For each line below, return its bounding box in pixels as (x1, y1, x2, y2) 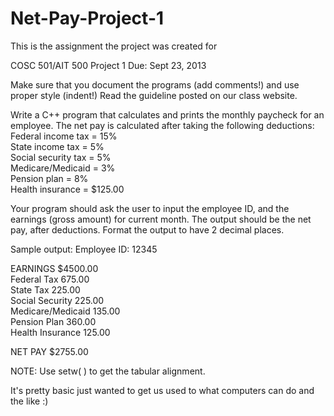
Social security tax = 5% (10, 151, 112, 163)
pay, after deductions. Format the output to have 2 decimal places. (10, 223, 285, 236)
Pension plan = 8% (10, 172, 89, 184)
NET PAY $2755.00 (10, 345, 89, 357)
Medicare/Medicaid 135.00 (10, 305, 121, 317)
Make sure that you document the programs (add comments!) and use (10, 78, 300, 91)
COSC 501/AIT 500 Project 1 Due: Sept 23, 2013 (10, 59, 207, 71)
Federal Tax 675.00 (10, 273, 90, 285)
